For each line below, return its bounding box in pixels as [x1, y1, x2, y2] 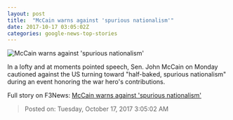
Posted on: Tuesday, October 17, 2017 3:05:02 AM [24, 105, 169, 113]
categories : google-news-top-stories [7, 29, 118, 37]
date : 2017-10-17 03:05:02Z [7, 23, 90, 30]
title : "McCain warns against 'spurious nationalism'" [7, 17, 174, 24]
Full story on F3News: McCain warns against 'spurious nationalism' [7, 91, 202, 100]
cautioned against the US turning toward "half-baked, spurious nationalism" [7, 70, 227, 79]
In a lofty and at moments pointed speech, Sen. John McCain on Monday [7, 62, 218, 71]
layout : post [7, 10, 46, 18]
